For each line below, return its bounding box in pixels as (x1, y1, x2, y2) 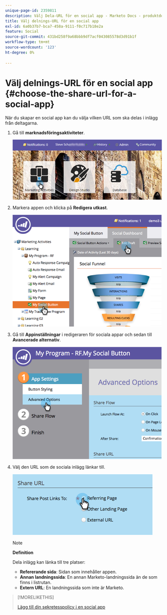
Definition (12, 549, 34, 555)
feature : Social (5, 29, 39, 34)
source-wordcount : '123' (5, 45, 57, 50)
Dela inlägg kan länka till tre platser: (12, 559, 85, 565)
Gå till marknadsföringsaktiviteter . (12, 130, 85, 136)
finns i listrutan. (19, 579, 52, 585)
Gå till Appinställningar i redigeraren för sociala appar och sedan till (12, 331, 153, 338)
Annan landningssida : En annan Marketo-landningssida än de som (19, 574, 158, 580)
